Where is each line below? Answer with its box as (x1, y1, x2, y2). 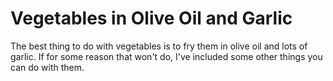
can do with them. (10, 61, 85, 73)
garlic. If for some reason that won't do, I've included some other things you (10, 50, 323, 62)
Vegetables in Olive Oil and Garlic (10, 7, 293, 30)
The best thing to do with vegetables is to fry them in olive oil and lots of (10, 40, 308, 52)
